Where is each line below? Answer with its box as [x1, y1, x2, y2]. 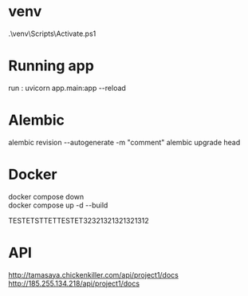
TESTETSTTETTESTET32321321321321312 [8, 215, 149, 225]
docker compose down [8, 191, 85, 201]
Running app [8, 57, 94, 75]
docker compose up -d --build [8, 200, 108, 210]
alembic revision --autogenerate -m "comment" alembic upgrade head [8, 137, 241, 147]
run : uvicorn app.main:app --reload [8, 83, 126, 93]
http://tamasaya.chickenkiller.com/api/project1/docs [8, 270, 179, 279]
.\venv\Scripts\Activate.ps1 [8, 29, 96, 38]
